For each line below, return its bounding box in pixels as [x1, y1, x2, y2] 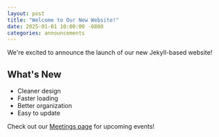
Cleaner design [17, 87, 61, 95]
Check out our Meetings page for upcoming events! [7, 122, 155, 131]
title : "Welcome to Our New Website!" [7, 17, 119, 24]
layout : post [7, 10, 45, 17]
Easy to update [17, 109, 60, 118]
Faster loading [17, 94, 59, 102]
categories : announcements [7, 29, 85, 37]
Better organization [17, 102, 73, 110]
